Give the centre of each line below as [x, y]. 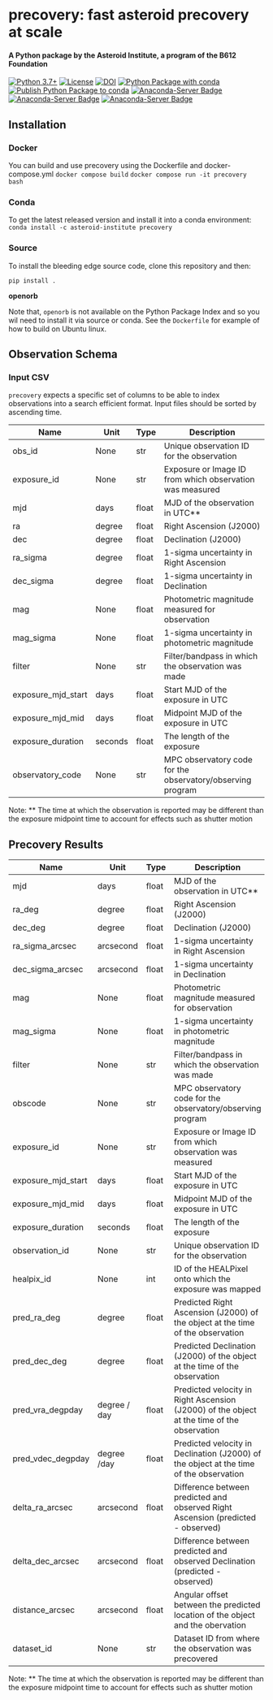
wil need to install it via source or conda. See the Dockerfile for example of [134, 320]
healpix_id [32, 1279]
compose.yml [31, 174]
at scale [36, 32]
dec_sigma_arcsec [48, 970]
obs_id [25, 451]
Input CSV [29, 377]
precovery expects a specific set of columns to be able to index [114, 395]
